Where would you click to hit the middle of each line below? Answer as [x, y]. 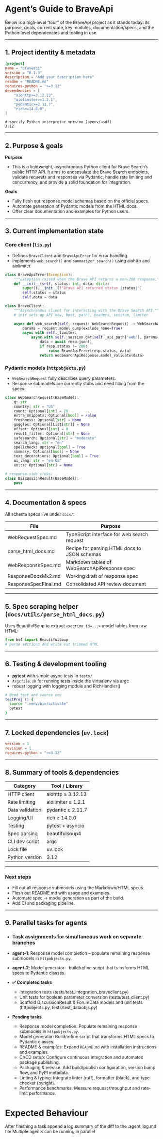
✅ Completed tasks [32, 982]
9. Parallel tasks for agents [46, 923]
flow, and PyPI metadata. [44, 1073]
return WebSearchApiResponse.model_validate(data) [92, 355]
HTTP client [21, 794]
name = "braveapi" [24, 68]
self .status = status [44, 293]
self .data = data [40, 297]
